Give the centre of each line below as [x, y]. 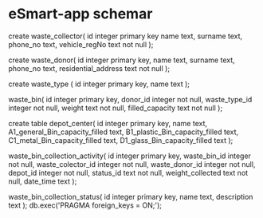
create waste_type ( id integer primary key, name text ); [99, 84]
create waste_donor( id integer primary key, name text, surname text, [122, 60]
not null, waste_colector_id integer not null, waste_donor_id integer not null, [132, 164]
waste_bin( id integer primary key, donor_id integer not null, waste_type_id [130, 99]
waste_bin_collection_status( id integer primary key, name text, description [131, 196]
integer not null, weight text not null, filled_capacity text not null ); [116, 108]
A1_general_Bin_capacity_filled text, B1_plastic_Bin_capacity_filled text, [124, 132]
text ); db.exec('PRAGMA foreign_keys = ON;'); [85, 205]
